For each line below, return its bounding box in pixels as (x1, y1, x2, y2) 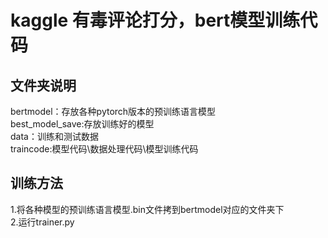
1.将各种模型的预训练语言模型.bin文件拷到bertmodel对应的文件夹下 (10, 203, 285, 215)
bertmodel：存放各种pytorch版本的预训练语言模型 (10, 106, 217, 117)
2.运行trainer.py (10, 216, 75, 228)
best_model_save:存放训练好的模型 (10, 118, 155, 130)
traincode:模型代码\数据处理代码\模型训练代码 (10, 143, 199, 155)
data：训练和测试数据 (10, 131, 99, 142)
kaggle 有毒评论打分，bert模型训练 (10, 9, 301, 32)
